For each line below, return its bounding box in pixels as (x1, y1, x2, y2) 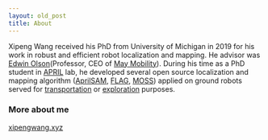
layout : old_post (8, 11, 67, 20)
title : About (8, 19, 52, 27)
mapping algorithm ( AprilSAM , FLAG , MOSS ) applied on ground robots (8, 76, 242, 85)
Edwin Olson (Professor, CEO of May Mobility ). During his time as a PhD (8, 58, 245, 68)
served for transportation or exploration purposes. (8, 84, 176, 93)
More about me (8, 104, 69, 115)
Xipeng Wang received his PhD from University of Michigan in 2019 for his (8, 41, 255, 51)
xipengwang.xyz (8, 122, 64, 132)
